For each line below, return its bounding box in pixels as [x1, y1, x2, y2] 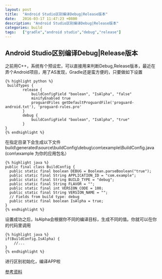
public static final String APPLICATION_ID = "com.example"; [9, 173, 137, 178]
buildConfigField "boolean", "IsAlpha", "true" [31, 117, 130, 122]
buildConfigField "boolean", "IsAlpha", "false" [31, 91, 132, 97]
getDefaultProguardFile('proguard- [61, 100, 134, 105]
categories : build [5, 25, 42, 30]
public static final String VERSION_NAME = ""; [9, 190, 108, 195]
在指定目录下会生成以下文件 [5, 139, 61, 145]
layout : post [5, 7, 32, 12]
